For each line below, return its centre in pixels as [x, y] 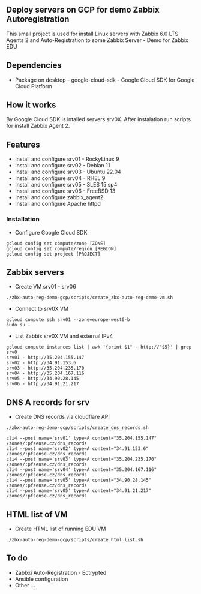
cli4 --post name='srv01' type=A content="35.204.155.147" [82, 438]
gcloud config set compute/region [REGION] [61, 248]
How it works [31, 105]
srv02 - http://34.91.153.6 [41, 363]
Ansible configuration [41, 579]
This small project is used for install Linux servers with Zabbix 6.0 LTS [92, 34]
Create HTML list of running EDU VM [60, 529]
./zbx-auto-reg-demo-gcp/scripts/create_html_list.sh [75, 539]
